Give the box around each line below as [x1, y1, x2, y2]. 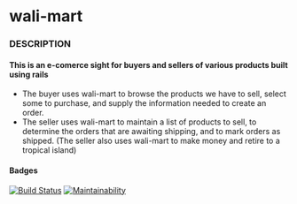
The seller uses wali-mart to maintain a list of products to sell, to [21, 117, 257, 127]
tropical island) [21, 145, 77, 155]
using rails [9, 69, 49, 79]
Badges [9, 165, 38, 176]
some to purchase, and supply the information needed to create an [21, 98, 267, 109]
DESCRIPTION [9, 38, 72, 50]
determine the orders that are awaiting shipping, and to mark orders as [21, 126, 281, 137]
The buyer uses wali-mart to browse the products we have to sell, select [21, 88, 286, 99]
